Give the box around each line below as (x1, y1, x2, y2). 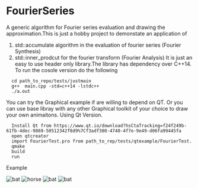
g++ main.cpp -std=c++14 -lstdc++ (11, 83, 100, 89)
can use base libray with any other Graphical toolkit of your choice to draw (6, 105, 189, 112)
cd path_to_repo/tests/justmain (11, 78, 92, 84)
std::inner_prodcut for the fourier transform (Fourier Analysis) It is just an (14, 54, 193, 61)
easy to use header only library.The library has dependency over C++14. (14, 60, 191, 67)
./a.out (11, 88, 31, 94)
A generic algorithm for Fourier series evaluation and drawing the (6, 24, 166, 31)
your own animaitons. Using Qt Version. (6, 111, 103, 118)
